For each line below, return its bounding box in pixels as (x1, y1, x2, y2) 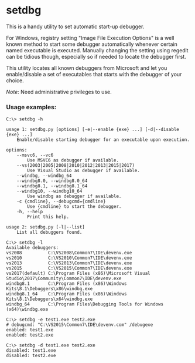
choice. (6, 77, 25, 84)
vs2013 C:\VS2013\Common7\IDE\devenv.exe (6, 260, 132, 266)
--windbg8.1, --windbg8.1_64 (16, 183, 88, 189)
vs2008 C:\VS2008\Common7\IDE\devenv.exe (6, 250, 132, 256)
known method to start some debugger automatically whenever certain (6, 41, 177, 48)
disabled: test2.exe (6, 353, 57, 359)
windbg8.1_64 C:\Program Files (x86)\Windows (6, 291, 127, 297)
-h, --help (16, 209, 43, 215)
